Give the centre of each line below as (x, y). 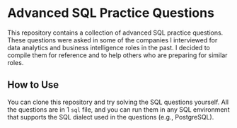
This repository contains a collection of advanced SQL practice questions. (115, 33)
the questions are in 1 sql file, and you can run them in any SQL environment (118, 109)
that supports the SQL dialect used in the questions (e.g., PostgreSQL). (111, 117)
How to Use (33, 85)
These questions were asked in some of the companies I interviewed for (112, 40)
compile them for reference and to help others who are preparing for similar (117, 55)
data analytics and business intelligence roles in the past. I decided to (109, 47)
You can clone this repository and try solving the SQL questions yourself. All (118, 102)
